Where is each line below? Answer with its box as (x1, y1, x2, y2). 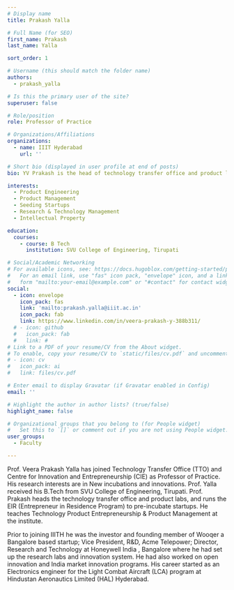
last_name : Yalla (7, 43, 58, 50)
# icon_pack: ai (7, 363, 61, 370)
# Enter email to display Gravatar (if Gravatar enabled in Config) (7, 382, 210, 389)
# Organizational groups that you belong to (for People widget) (7, 420, 201, 428)
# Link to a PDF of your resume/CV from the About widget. (7, 343, 182, 351)
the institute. (7, 517, 43, 525)
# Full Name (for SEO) (7, 29, 73, 36)
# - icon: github (13, 324, 64, 331)
